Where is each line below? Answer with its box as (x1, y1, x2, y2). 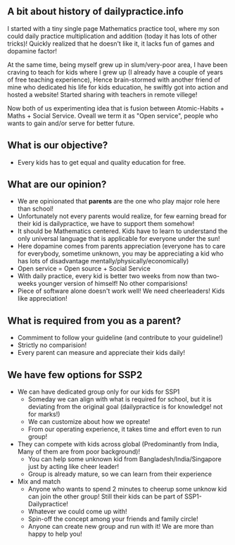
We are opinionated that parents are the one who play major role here (17, 197, 220, 206)
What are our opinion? (7, 179, 107, 191)
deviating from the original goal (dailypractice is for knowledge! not (27, 403, 223, 411)
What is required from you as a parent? (7, 315, 182, 327)
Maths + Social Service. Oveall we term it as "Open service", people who (7, 111, 218, 120)
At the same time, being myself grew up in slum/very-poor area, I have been (7, 60, 228, 69)
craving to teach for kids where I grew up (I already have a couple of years (7, 68, 224, 76)
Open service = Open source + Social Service (17, 264, 151, 273)
